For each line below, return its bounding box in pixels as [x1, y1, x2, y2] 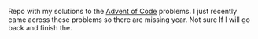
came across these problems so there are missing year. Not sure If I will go [8, 15, 250, 24]
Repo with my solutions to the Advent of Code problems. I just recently [8, 7, 238, 16]
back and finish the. [8, 23, 72, 32]
